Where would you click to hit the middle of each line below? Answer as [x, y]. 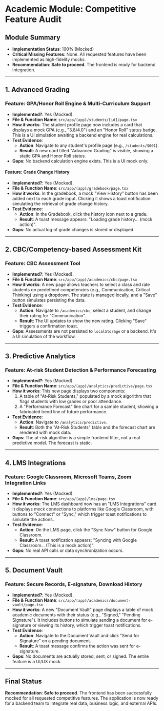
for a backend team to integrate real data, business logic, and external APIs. [81, 703]
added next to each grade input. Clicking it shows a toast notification [81, 198]
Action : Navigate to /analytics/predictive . [63, 422]
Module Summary [33, 37]
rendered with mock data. [45, 432]
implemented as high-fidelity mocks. [49, 59]
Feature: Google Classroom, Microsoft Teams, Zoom [68, 477]
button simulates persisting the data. [49, 300]
